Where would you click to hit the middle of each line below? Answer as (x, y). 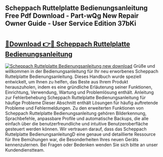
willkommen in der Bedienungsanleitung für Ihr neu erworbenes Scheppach (82, 71)
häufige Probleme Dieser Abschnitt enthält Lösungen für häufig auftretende (82, 103)
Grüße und (144, 66)
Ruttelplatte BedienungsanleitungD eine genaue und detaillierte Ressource (81, 134)
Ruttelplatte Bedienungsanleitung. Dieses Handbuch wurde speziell (73, 77)
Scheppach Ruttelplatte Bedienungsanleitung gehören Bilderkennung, (76, 113)
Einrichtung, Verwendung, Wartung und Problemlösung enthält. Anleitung (80, 92)
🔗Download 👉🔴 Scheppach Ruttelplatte (68, 44)
